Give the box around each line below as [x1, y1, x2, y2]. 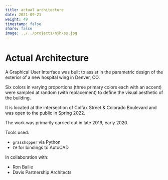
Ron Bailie [12, 164, 34, 170]
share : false [5, 26, 33, 31]
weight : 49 [5, 17, 28, 22]
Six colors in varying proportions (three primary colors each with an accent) [5, 84, 162, 90]
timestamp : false [5, 21, 42, 27]
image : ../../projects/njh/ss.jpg [5, 31, 78, 36]
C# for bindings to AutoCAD [12, 144, 69, 150]
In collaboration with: [5, 154, 49, 160]
